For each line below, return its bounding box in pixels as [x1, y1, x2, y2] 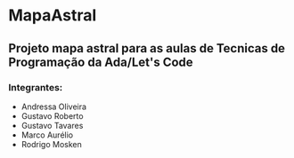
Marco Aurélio [20, 130, 73, 140]
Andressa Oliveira [20, 101, 86, 112]
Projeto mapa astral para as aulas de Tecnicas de [8, 41, 286, 56]
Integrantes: [8, 81, 63, 93]
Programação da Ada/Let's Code [8, 54, 193, 69]
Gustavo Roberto [20, 110, 84, 121]
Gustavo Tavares [20, 120, 84, 130]
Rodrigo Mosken [20, 138, 82, 149]
